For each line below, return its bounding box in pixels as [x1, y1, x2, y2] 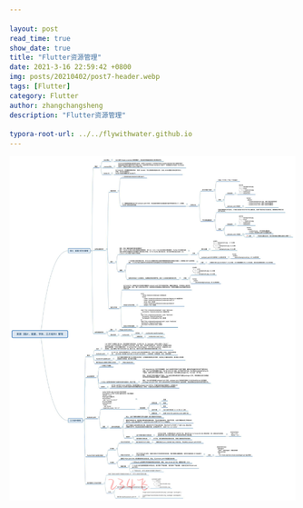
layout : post [9, 24, 59, 34]
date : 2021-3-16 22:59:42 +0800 [9, 63, 132, 72]
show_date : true [9, 44, 71, 53]
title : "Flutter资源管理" [9, 53, 103, 63]
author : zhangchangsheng [9, 101, 103, 110]
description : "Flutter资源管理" [9, 110, 127, 120]
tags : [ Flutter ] [9, 82, 71, 91]
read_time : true [9, 34, 71, 43]
